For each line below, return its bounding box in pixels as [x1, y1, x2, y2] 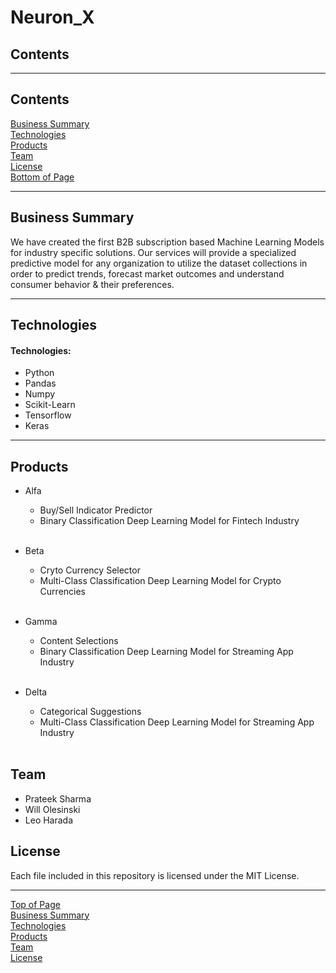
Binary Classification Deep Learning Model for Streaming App [39, 646, 294, 658]
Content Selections [39, 635, 119, 647]
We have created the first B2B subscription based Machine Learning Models [10, 236, 325, 248]
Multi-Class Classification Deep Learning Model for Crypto [39, 575, 282, 587]
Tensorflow [24, 409, 72, 421]
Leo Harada [24, 814, 74, 826]
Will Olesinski [24, 803, 81, 815]
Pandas [24, 377, 57, 390]
